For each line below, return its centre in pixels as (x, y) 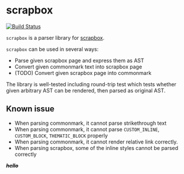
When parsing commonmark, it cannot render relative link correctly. (96, 142)
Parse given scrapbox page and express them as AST (79, 60)
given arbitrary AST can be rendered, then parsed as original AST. (86, 90)
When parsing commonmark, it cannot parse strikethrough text (91, 123)
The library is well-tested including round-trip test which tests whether (91, 84)
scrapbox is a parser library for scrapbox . (55, 37)
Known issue (30, 109)
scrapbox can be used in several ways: (52, 49)
